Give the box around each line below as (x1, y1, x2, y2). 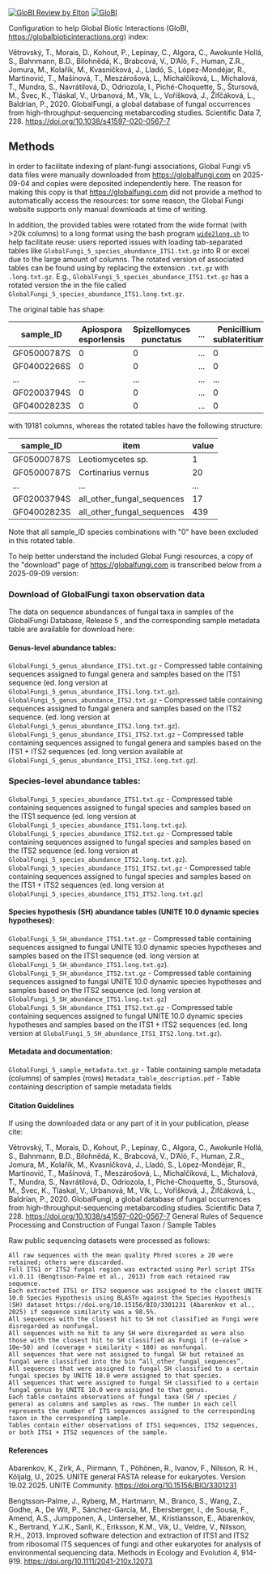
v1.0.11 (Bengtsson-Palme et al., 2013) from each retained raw (8, 1273, 230, 1281)
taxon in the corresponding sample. (8, 1415, 132, 1423)
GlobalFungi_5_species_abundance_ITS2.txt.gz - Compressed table (8, 828, 233, 838)
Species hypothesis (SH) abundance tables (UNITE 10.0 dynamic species (8, 907, 260, 917)
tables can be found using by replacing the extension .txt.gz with (8, 263, 229, 273)
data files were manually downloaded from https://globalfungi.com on (8, 170, 241, 180)
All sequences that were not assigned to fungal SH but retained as (8, 1351, 244, 1359)
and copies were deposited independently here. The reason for (31, 178, 243, 188)
